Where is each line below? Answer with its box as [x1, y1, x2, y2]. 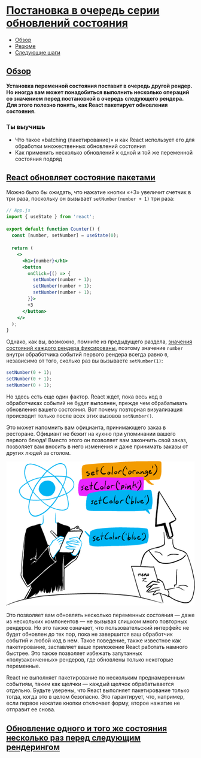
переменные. [6, 663, 41, 670]
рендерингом [6, 742, 60, 752]
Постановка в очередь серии [6, 4, 160, 17]
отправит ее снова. [6, 706, 56, 713]
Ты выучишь [6, 122, 46, 131]
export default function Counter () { [6, 226, 100, 232]
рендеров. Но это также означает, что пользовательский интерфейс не [6, 624, 190, 632]
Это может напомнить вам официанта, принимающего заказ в [6, 424, 166, 431]
